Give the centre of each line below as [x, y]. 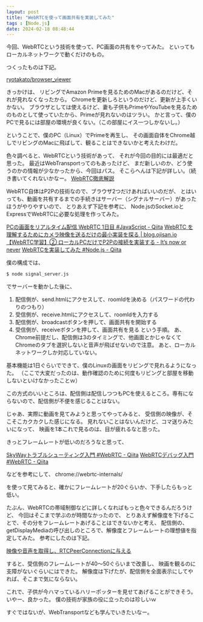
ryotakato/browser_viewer [39, 79]
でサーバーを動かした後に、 [41, 286]
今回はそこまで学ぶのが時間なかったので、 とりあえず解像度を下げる [104, 515]
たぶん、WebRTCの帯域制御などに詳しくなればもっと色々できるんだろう [97, 508]
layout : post [23, 12]
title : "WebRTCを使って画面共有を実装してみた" [60, 18]
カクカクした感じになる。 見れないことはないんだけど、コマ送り [102, 422]
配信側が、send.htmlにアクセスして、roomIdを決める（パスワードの [100, 299]
